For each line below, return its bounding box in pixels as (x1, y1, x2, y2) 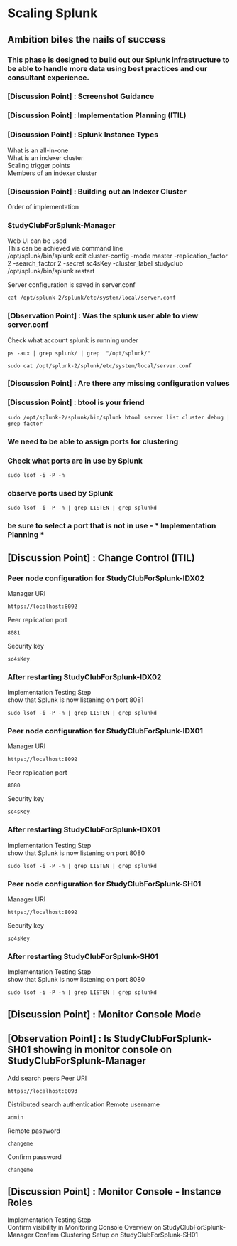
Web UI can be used (7, 236, 67, 245)
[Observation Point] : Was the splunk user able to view (7, 311, 199, 321)
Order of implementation (7, 202, 79, 211)
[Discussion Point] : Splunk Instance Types (7, 130, 158, 140)
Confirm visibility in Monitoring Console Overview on (7, 1223, 162, 1232)
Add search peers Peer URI (7, 1074, 87, 1082)
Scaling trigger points (7, 161, 70, 169)
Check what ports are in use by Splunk (7, 456, 143, 466)
